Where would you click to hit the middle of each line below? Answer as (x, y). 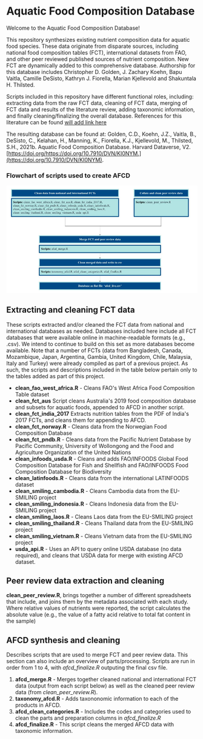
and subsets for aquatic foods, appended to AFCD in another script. (100, 407)
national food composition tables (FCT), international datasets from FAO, (96, 52)
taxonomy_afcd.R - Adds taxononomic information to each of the (97, 699)
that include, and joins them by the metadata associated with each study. (98, 602)
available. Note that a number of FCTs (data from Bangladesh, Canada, (95, 350)
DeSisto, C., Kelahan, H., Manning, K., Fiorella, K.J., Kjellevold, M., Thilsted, (100, 140)
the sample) (21, 621)
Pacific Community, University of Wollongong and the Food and (94, 446)
